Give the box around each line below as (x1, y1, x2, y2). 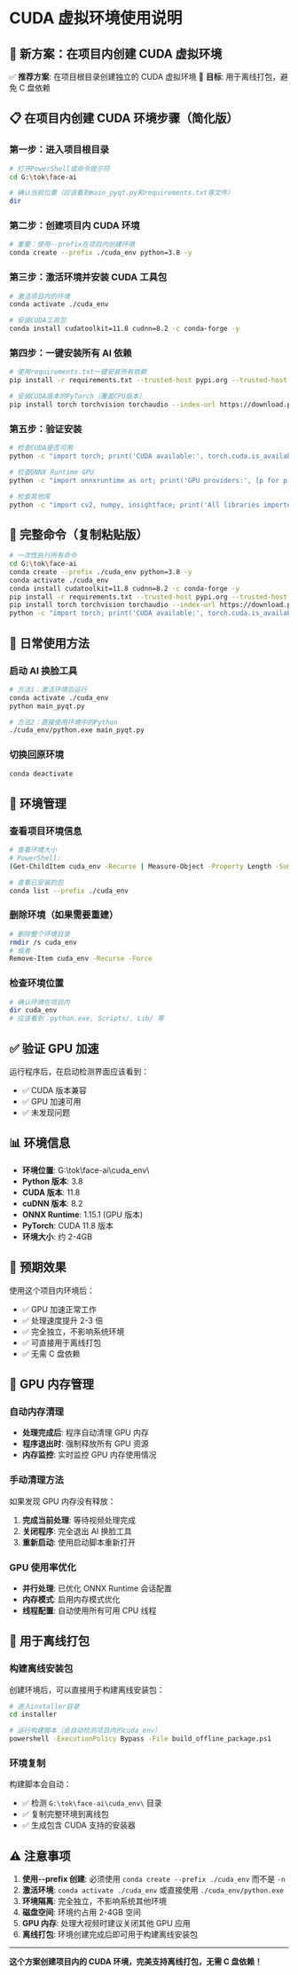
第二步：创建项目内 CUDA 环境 (9, 219, 140, 232)
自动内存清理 (9, 1405, 65, 1418)
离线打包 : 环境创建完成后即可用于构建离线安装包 (21, 1929, 198, 1940)
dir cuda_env (9, 1006, 58, 1015)
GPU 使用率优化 (9, 1561, 77, 1573)
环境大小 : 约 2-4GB (21, 1231, 93, 1242)
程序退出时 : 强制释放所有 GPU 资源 (21, 1438, 149, 1449)
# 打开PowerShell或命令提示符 (9, 164, 111, 173)
